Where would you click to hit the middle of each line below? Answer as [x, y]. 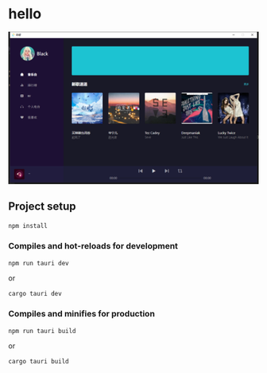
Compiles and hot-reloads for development [93, 245]
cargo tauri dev [35, 294]
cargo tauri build [39, 362]
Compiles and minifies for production [81, 314]
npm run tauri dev [39, 264]
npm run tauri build [43, 332]
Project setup [43, 207]
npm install [28, 226]
